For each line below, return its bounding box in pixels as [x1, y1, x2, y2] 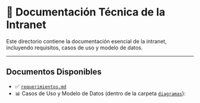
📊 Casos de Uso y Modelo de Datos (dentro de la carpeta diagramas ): [14, 89, 186, 97]
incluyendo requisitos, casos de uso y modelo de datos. [6, 44, 143, 51]
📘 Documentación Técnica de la [6, 5, 165, 19]
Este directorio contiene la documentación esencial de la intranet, [6, 38, 167, 45]
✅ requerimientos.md [14, 83, 67, 90]
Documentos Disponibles [6, 67, 102, 77]
